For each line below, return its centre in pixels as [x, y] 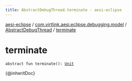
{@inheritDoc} [20, 73]
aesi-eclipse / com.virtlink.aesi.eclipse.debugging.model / [66, 24]
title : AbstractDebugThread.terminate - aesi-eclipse [64, 10]
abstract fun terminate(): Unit [39, 64]
